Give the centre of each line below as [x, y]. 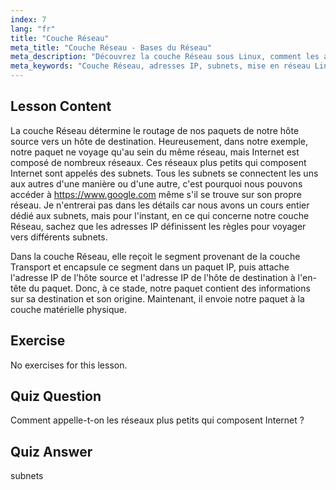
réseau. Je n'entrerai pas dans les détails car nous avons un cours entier [160, 205]
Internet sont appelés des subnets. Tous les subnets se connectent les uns [164, 173]
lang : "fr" [33, 29]
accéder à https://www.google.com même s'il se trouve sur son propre [156, 194]
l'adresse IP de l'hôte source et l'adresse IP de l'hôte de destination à [153, 277]
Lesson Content [61, 106]
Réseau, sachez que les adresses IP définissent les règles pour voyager [158, 226]
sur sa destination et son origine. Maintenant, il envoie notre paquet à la [157, 298]
